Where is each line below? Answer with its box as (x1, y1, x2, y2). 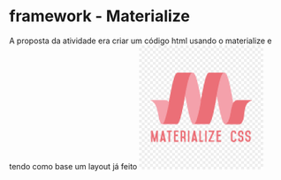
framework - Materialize (9, 6, 191, 26)
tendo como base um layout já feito (9, 161, 138, 171)
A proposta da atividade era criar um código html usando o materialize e (9, 35, 272, 46)
